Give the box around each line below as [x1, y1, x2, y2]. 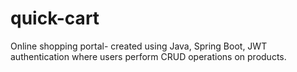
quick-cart [10, 7, 100, 30]
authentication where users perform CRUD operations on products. [10, 50, 287, 62]
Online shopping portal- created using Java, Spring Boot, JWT [10, 40, 268, 52]
